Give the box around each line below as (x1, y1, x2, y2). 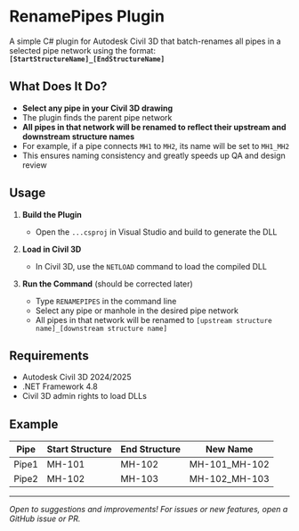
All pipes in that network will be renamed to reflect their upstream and (21, 121, 287, 132)
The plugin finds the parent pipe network (21, 112, 173, 122)
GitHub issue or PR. (9, 513, 81, 524)
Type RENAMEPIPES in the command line (35, 295, 177, 306)
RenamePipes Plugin (9, 6, 165, 27)
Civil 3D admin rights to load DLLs (21, 391, 147, 402)
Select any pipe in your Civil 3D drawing (21, 103, 174, 113)
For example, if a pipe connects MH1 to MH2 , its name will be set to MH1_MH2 (21, 140, 290, 151)
